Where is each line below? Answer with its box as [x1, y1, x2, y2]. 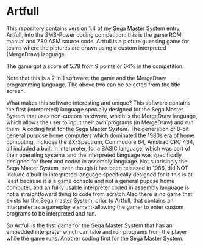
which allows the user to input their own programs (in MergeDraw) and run [6, 118, 194, 126]
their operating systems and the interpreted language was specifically [6, 151, 182, 159]
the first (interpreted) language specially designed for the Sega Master [6, 105, 184, 113]
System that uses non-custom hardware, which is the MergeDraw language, [6, 112, 198, 119]
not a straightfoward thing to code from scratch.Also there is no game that [6, 190, 193, 197]
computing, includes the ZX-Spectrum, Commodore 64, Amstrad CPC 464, [6, 138, 195, 145]
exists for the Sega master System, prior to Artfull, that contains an [6, 197, 174, 204]
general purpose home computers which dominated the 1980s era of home [6, 132, 195, 139]
